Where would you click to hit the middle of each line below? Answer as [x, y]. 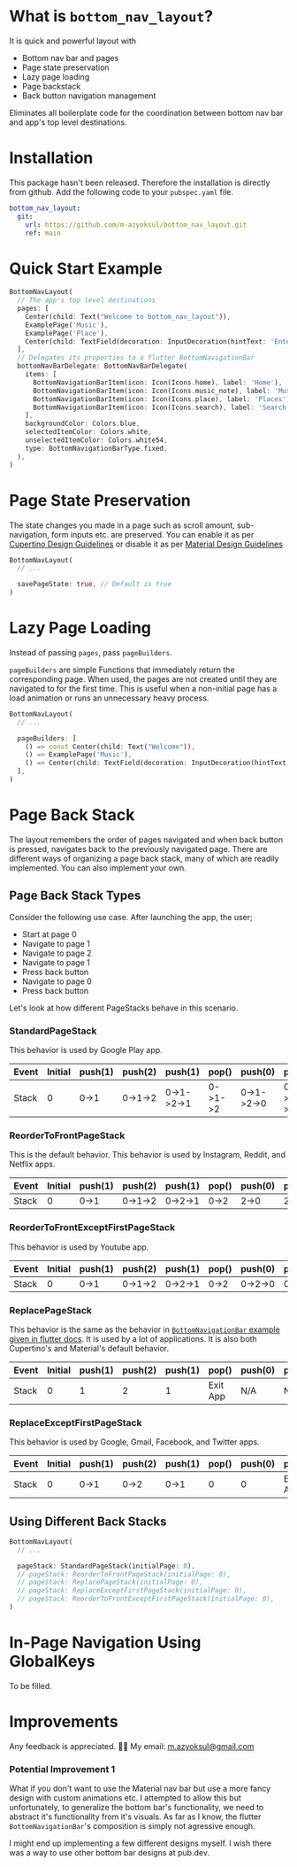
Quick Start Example [86, 268]
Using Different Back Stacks [88, 1521]
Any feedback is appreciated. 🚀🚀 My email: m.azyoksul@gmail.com [132, 1746]
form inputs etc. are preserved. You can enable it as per [153, 534]
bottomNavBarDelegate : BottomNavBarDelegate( [103, 366]
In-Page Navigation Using [105, 1642]
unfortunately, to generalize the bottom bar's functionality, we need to [137, 1808]
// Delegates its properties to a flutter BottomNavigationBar [136, 358]
